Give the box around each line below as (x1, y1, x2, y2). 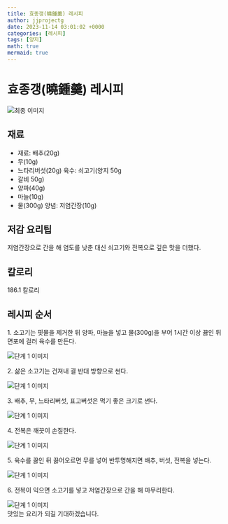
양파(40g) (17, 184, 45, 192)
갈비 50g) (17, 174, 45, 183)
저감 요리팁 (7, 223, 52, 235)
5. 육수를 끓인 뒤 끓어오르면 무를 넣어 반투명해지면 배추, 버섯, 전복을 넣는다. (7, 456, 212, 464)
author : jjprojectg (7, 17, 64, 24)
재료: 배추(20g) (17, 149, 60, 157)
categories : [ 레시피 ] (7, 29, 66, 37)
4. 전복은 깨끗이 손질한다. (7, 427, 77, 435)
